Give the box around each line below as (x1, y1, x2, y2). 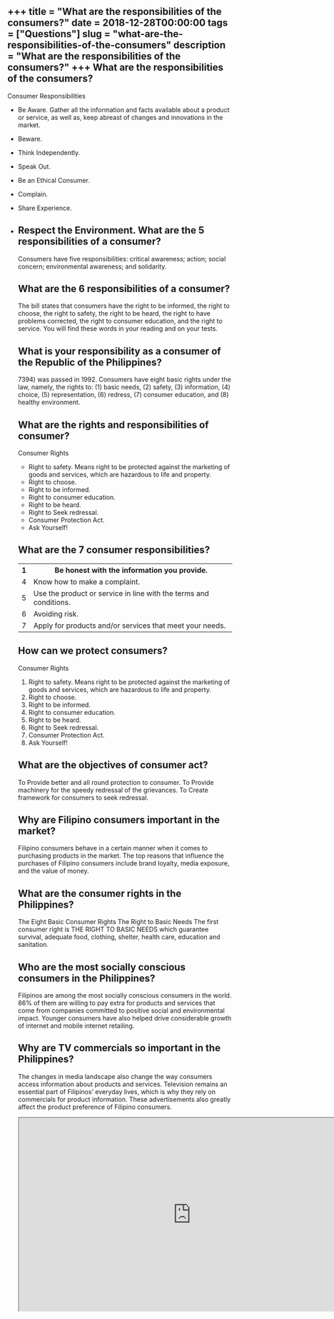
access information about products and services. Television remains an (17, 1080, 228, 1088)
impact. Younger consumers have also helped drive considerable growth (17, 1013, 232, 1022)
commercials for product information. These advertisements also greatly (17, 1095, 231, 1103)
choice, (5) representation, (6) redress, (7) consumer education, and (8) (17, 391, 230, 399)
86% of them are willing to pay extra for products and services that (17, 998, 216, 1007)
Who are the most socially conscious (17, 961, 186, 973)
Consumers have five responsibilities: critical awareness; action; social (17, 254, 226, 263)
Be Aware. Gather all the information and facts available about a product (17, 105, 230, 114)
